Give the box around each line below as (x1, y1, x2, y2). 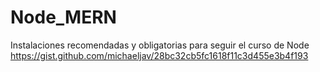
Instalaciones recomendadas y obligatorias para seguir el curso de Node (10, 39, 310, 51)
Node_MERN (10, 6, 117, 29)
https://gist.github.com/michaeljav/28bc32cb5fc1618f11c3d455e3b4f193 (10, 49, 309, 61)
